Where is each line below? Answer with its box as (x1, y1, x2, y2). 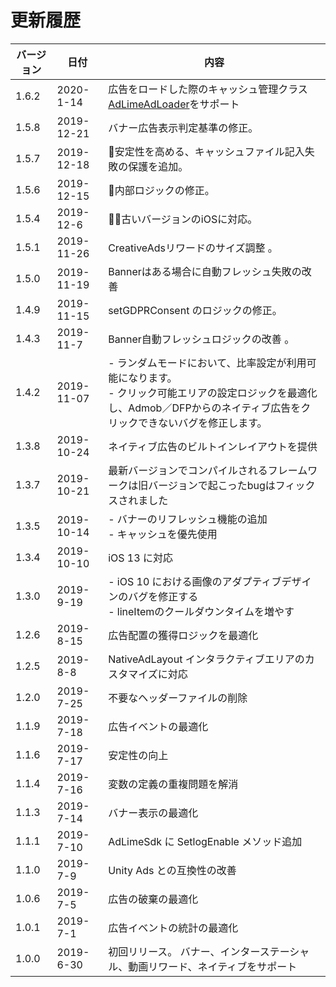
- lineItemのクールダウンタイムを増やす (108, 604, 295, 618)
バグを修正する (128, 589, 199, 603)
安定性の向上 (108, 748, 169, 762)
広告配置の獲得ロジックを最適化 (108, 628, 259, 642)
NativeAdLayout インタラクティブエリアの (108, 652, 305, 666)
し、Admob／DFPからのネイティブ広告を (108, 401, 302, 415)
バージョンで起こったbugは (148, 478, 276, 492)
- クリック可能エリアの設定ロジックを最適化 (108, 386, 318, 400)
